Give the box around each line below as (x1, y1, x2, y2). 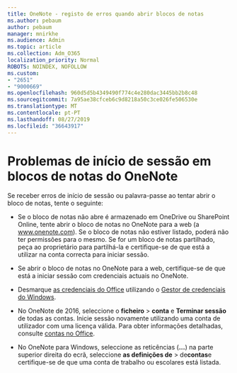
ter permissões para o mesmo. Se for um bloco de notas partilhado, (17, 235, 215, 244)
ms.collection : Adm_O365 (7, 50, 81, 57)
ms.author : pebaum (7, 17, 62, 24)
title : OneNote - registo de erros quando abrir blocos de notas (7, 10, 204, 18)
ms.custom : (7, 69, 40, 77)
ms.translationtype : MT (7, 103, 78, 110)
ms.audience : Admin (7, 37, 65, 44)
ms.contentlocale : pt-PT (7, 109, 81, 116)
